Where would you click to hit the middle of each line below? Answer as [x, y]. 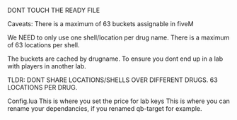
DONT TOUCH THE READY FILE [54, 10]
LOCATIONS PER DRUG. [42, 87]
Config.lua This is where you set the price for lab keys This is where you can [118, 101]
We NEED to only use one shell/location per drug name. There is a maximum [118, 37]
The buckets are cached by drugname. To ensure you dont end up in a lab [115, 59]
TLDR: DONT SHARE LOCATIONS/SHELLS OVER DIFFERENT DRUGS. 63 [112, 80]
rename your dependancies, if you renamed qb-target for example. [105, 108]
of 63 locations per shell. [44, 45]
